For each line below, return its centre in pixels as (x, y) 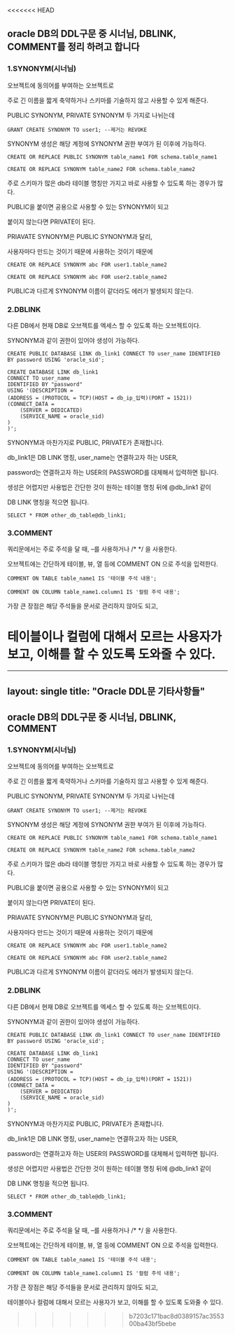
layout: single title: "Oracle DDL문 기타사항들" (106, 691)
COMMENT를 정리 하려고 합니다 (73, 47)
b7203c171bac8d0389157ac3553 (177, 1316)
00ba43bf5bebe (153, 1323)
